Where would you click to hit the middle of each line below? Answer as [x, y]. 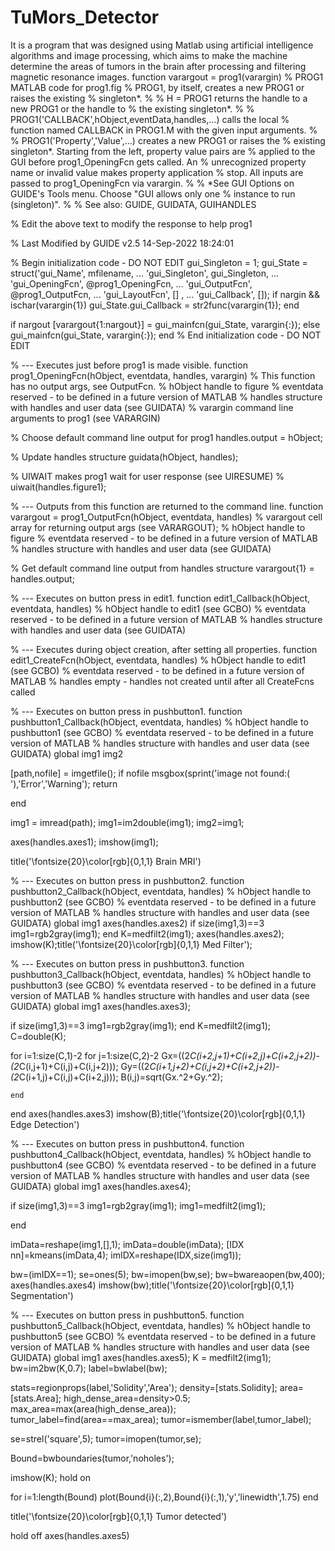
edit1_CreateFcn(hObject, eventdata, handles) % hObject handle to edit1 [158, 660]
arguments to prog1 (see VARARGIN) [85, 418]
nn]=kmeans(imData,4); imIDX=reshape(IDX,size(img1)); [126, 1255]
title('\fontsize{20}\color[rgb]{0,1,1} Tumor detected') [119, 1516]
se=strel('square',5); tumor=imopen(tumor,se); [106, 1438]
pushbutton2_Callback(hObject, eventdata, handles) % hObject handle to [161, 891]
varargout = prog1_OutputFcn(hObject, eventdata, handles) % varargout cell [166, 517]
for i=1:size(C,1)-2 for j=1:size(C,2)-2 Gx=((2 [100, 1055]
